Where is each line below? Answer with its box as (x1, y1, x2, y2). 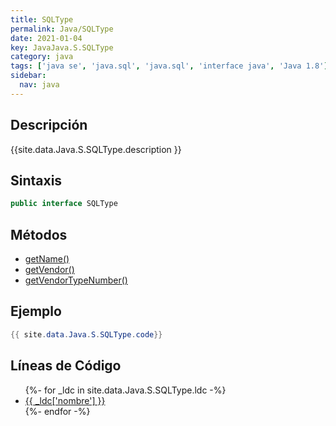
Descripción (10, 117, 88, 134)
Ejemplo (10, 303, 62, 320)
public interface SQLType (10, 199, 118, 209)
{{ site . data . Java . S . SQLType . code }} (10, 329, 163, 340)
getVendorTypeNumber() (24, 274, 128, 286)
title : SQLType (10, 14, 74, 25)
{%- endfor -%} (24, 405, 91, 417)
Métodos (10, 226, 68, 243)
